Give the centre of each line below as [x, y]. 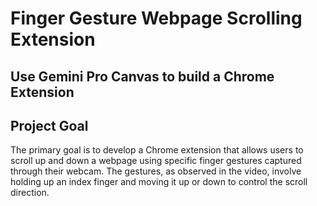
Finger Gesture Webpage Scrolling [156, 18]
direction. [30, 193]
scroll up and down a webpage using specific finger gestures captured [156, 161]
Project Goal [49, 125]
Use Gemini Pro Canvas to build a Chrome [142, 76]
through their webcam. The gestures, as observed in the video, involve [156, 171]
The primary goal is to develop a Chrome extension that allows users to [157, 150]
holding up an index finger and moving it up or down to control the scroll [159, 182]
